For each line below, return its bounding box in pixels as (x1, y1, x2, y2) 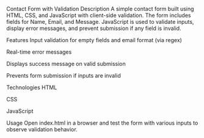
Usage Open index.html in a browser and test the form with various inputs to (6, 119, 199, 126)
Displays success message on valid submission (6, 60, 126, 67)
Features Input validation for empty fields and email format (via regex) (6, 37, 182, 43)
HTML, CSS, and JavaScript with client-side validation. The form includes (6, 12, 191, 19)
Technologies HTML (6, 84, 57, 91)
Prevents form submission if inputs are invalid (6, 72, 121, 79)
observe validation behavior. (6, 126, 78, 133)
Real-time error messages (6, 48, 72, 56)
